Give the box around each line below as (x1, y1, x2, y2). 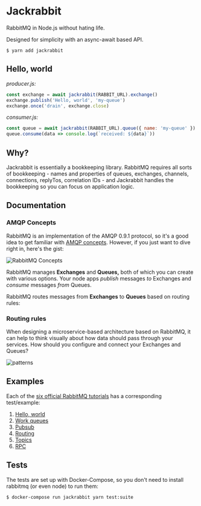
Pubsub (14, 423, 34, 431)
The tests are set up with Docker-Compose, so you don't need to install (6, 476, 184, 483)
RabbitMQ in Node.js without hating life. (6, 24, 105, 31)
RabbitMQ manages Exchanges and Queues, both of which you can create (6, 268, 194, 276)
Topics (14, 436, 32, 443)
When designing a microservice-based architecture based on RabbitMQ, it (6, 327, 191, 335)
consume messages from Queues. (6, 281, 92, 288)
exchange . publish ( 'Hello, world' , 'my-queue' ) (6, 97, 126, 103)
